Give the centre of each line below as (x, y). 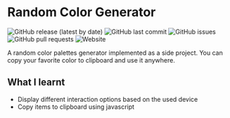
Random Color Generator (82, 12)
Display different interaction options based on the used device (108, 99)
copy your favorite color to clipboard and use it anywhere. (91, 60)
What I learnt (36, 83)
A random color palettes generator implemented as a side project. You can (115, 53)
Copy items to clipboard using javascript (76, 107)
